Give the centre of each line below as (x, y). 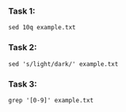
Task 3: (23, 83)
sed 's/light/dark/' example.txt (63, 64)
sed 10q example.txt (42, 28)
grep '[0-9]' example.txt (51, 100)
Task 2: (23, 48)
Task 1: (22, 11)
